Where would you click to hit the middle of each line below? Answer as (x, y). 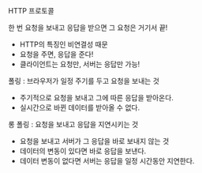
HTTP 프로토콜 (31, 11)
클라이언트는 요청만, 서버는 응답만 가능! (80, 64)
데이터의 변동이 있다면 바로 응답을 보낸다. (83, 151)
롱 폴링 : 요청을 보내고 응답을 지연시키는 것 (73, 124)
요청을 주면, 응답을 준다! (56, 54)
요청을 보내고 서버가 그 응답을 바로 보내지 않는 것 (94, 141)
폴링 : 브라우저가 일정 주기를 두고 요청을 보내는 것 (84, 81)
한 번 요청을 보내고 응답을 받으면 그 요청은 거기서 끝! (88, 28)
